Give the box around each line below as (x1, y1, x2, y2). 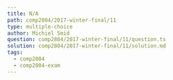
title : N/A (7, 10, 39, 17)
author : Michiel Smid (7, 29, 70, 37)
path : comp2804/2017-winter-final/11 (7, 17, 117, 24)
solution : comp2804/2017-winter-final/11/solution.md (7, 42, 167, 49)
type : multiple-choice (7, 23, 73, 30)
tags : (7, 49, 23, 56)
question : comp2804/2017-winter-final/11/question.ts (7, 36, 167, 43)
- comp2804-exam (13, 62, 60, 69)
